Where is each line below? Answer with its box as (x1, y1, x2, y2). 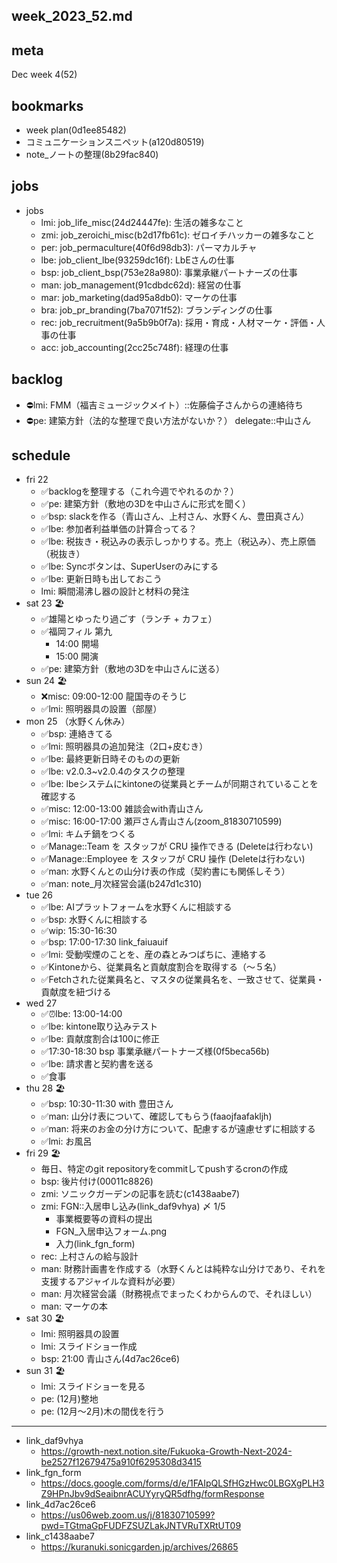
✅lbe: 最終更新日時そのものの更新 (40, 753, 181, 765)
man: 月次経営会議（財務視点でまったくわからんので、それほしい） (40, 1288, 318, 1300)
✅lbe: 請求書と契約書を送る (40, 1058, 154, 1070)
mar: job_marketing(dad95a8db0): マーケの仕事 (40, 291, 238, 303)
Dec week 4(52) (11, 69, 78, 81)
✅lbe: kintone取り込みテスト (40, 1020, 159, 1033)
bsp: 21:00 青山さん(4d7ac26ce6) (40, 1353, 181, 1365)
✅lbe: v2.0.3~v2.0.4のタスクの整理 (40, 765, 186, 778)
